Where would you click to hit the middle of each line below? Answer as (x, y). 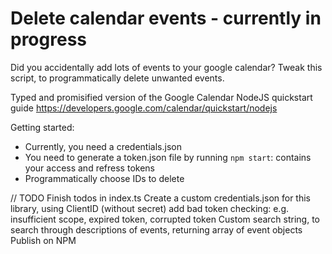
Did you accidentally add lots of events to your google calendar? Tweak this (166, 67)
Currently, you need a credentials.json (103, 146)
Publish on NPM (43, 240)
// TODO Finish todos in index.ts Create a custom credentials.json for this (160, 198)
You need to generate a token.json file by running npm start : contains (168, 157)
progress (48, 39)
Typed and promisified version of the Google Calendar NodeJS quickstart (161, 97)
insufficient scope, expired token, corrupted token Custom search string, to (165, 219)
